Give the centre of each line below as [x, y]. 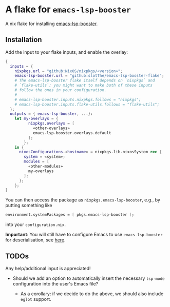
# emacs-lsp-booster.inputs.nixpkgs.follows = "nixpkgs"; [78, 99]
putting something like [29, 206]
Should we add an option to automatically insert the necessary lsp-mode [89, 278]
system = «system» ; [45, 157]
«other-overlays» [51, 128]
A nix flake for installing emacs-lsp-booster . [52, 24]
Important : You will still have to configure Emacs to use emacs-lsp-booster [84, 235]
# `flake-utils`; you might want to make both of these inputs [84, 86]
